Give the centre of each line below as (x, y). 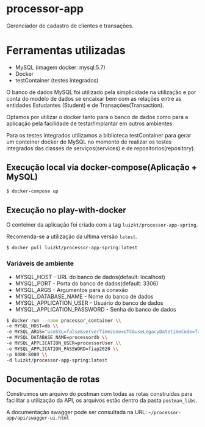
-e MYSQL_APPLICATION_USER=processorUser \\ (64, 343)
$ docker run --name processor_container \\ (64, 320)
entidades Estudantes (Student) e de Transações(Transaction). (85, 105)
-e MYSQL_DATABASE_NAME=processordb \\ (57, 338)
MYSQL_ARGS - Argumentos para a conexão (71, 290)
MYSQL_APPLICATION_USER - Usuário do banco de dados (89, 303)
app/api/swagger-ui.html (38, 418)
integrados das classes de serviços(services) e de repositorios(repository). (101, 148)
